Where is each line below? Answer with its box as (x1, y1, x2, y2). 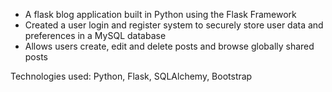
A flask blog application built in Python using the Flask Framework (24, 9, 297, 20)
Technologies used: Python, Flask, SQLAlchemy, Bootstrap (10, 70, 253, 82)
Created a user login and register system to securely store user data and (24, 19, 324, 31)
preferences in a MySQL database (24, 30, 167, 41)
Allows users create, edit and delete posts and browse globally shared (24, 40, 315, 52)
